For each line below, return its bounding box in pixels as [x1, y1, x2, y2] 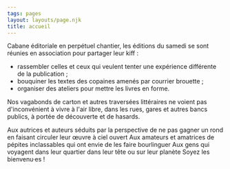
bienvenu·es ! [7, 155, 45, 163]
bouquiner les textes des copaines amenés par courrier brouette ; [17, 77, 205, 86]
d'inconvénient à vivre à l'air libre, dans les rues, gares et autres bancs [7, 105, 208, 114]
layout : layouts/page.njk [7, 17, 81, 23]
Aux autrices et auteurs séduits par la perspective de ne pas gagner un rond [7, 126, 224, 135]
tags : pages [7, 10, 41, 17]
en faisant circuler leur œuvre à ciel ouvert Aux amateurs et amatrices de [7, 133, 215, 141]
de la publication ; [17, 70, 68, 78]
